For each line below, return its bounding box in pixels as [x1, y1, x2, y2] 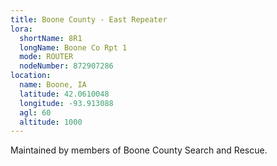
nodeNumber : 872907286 [19, 61, 114, 71]
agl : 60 [19, 107, 52, 118]
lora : [10, 24, 33, 34]
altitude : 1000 [19, 117, 83, 127]
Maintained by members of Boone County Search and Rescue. [10, 144, 268, 156]
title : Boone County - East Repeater [10, 14, 168, 25]
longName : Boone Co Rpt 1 [19, 42, 128, 53]
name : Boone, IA [19, 80, 87, 90]
